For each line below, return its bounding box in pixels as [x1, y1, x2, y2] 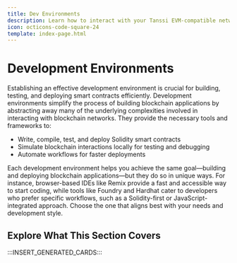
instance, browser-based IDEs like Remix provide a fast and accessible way [7, 179, 227, 187]
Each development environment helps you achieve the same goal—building [7, 164, 226, 173]
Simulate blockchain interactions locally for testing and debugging [17, 143, 210, 151]
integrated [7, 201, 37, 210]
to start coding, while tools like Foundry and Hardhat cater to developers [7, 187, 218, 195]
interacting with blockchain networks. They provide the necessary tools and [7, 114, 228, 122]
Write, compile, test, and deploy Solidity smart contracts [17, 135, 181, 144]
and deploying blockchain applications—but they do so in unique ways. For [7, 171, 226, 180]
